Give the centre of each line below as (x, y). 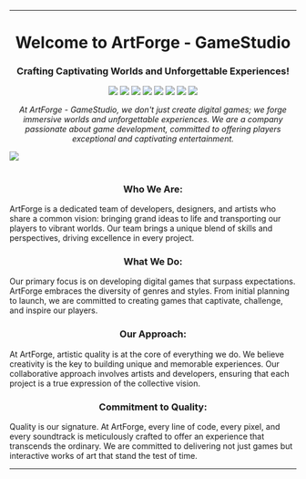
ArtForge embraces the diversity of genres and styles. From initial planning (149, 291)
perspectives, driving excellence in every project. (102, 238)
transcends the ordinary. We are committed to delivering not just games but (151, 446)
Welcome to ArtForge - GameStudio (153, 43)
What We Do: (153, 261)
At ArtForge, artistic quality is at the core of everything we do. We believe (147, 354)
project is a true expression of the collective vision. (105, 383)
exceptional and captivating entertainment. (153, 139)
